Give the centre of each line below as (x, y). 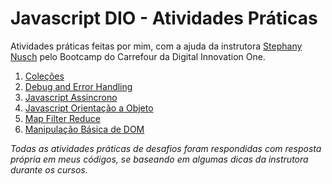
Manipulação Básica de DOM (84, 129)
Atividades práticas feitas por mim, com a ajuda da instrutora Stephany (156, 46)
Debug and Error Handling (78, 86)
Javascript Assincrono (71, 97)
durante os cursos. (49, 169)
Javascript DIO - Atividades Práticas (164, 18)
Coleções (44, 76)
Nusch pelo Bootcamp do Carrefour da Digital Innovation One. (138, 56)
